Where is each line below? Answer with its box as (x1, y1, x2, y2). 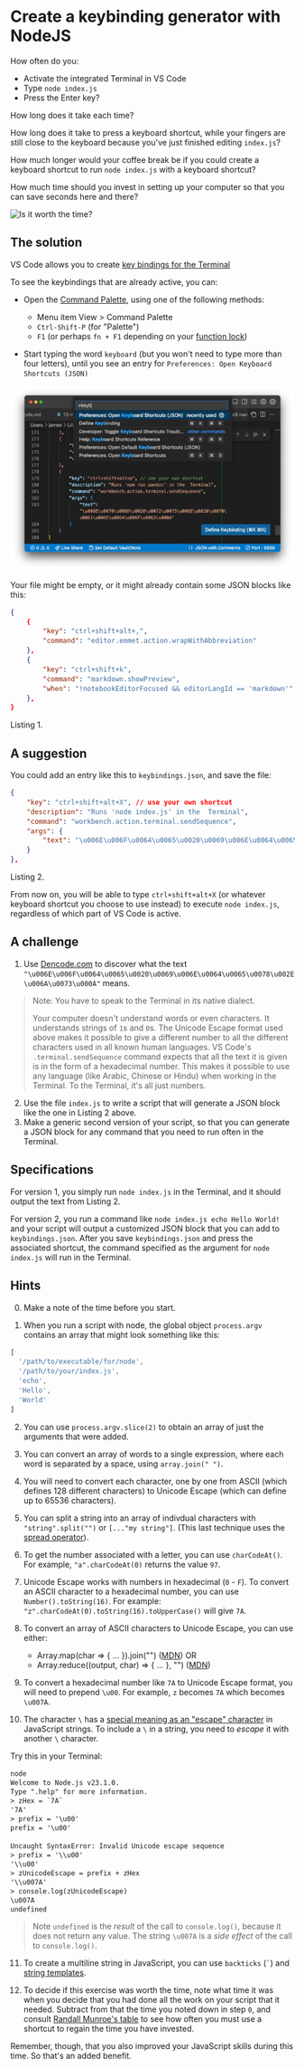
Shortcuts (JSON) (23, 369, 89, 378)
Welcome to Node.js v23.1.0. (10, 1778, 120, 1788)
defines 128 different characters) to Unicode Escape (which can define (23, 1485, 287, 1496)
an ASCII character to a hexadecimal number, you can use (23, 1586, 240, 1597)
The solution (10, 235, 83, 251)
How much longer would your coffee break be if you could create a (10, 154, 260, 165)
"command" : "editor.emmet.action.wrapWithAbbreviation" (42, 636, 257, 646)
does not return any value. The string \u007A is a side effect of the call (32, 1930, 292, 1941)
